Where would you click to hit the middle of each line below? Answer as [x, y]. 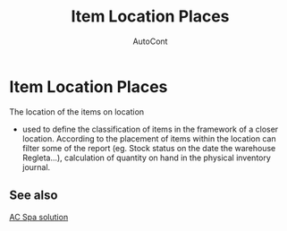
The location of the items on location [77, 111]
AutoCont [150, 41]
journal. [36, 167]
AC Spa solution [39, 217]
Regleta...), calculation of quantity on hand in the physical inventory [146, 158]
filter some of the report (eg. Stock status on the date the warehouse [149, 148]
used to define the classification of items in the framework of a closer [150, 129]
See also [34, 196]
